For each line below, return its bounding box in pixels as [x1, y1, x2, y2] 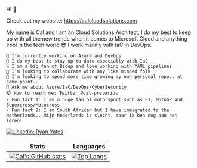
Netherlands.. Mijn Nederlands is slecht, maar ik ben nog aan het [6, 113, 178, 119]
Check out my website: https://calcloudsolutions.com [6, 17, 137, 24]
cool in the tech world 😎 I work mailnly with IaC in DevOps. [6, 42, 152, 48]
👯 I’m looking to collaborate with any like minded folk [6, 69, 151, 74]
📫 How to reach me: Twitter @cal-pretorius [6, 90, 118, 96]
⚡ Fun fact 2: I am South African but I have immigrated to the [6, 107, 170, 113]
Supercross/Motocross [6, 102, 60, 108]
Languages [72, 142, 106, 150]
